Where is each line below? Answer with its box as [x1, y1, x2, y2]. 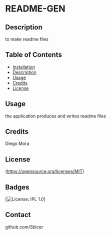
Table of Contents [5, 50, 62, 59]
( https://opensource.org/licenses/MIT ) [5, 168, 84, 174]
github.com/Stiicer [5, 223, 43, 230]
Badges [5, 183, 29, 191]
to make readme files [5, 36, 49, 42]
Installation [12, 63, 35, 70]
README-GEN [5, 3, 66, 14]
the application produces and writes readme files [5, 113, 106, 119]
